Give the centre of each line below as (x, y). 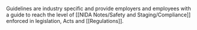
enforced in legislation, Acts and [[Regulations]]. (65, 21)
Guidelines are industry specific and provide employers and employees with (98, 9)
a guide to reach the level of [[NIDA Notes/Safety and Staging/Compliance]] (98, 15)
